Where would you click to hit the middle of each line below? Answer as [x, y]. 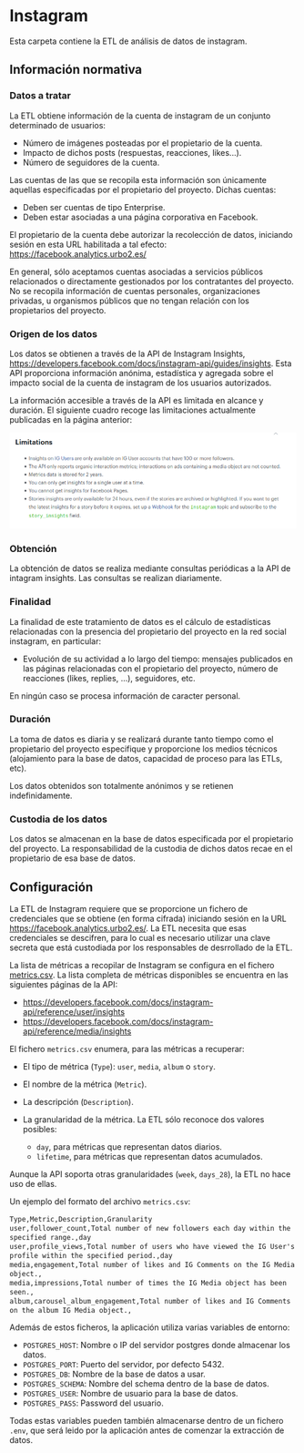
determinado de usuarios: [58, 125]
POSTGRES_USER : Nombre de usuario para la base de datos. [130, 1393]
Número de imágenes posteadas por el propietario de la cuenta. [142, 143]
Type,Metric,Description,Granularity [81, 1219]
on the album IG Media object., [71, 1310]
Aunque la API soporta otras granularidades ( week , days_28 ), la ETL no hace [150, 1174]
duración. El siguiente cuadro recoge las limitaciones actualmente [133, 410]
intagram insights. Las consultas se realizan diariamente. [116, 578]
